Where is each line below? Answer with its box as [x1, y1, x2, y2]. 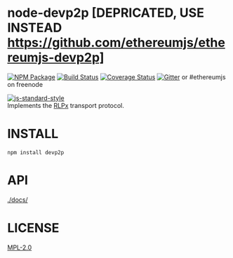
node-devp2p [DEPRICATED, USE [7, 5, 205, 21]
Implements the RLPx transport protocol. [7, 101, 125, 109]
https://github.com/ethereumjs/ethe [7, 35, 226, 50]
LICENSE [7, 220, 60, 236]
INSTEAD [7, 20, 62, 36]
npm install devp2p [7, 149, 65, 156]
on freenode [7, 80, 44, 88]
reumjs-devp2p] [7, 50, 105, 66]
